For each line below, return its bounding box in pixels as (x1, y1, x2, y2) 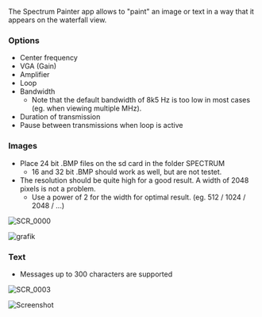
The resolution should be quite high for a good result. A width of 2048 (19, 175, 249, 185)
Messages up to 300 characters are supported (19, 269, 173, 279)
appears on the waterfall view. (8, 15, 107, 25)
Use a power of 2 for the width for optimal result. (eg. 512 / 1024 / (31, 192, 246, 202)
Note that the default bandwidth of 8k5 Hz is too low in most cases (31, 95, 251, 105)
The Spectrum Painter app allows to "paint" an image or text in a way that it (8, 7, 254, 16)
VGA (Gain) (19, 61, 57, 71)
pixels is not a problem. (19, 184, 97, 193)
